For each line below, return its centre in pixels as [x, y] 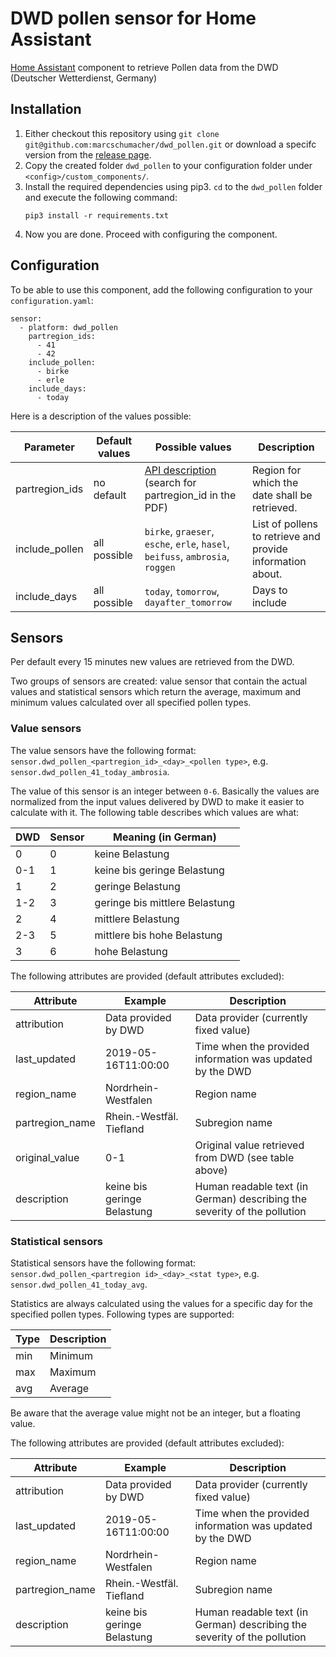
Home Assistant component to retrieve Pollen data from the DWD [144, 67]
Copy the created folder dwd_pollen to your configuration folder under [168, 165]
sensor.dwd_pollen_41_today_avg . [79, 1284]
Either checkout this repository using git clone [122, 133]
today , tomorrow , [182, 591]
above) [211, 1170]
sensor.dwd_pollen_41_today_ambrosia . [90, 771]
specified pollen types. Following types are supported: [122, 1314]
